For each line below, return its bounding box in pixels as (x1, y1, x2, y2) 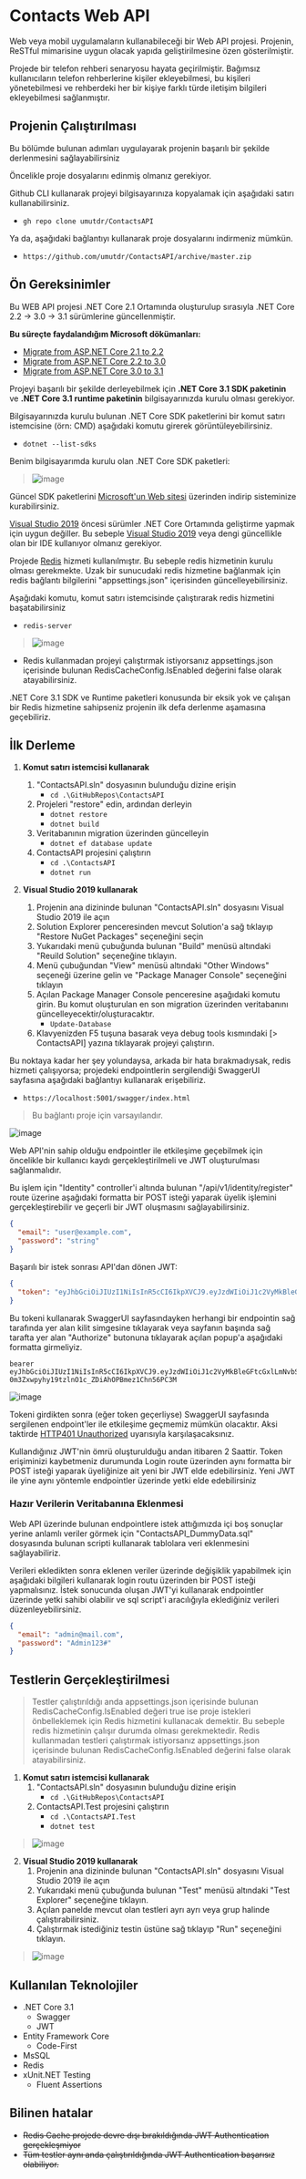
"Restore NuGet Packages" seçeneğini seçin (36, 931, 204, 942)
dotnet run (49, 868, 91, 878)
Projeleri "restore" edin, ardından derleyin (36, 799, 193, 810)
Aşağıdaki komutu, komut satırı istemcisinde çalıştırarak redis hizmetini (9, 592, 275, 603)
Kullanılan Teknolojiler (9, 1978, 138, 1993)
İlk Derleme (9, 738, 76, 753)
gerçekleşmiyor (22, 2139, 82, 2150)
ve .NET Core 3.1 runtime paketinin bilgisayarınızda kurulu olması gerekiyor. (9, 393, 296, 404)
